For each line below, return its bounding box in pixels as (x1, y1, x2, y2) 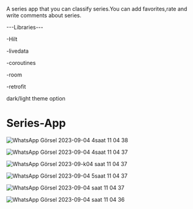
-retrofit (6, 83, 26, 90)
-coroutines (6, 59, 36, 66)
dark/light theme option (6, 95, 66, 102)
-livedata (6, 47, 29, 55)
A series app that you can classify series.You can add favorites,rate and (6, 6, 187, 12)
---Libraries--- (6, 24, 44, 31)
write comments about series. (6, 12, 81, 19)
